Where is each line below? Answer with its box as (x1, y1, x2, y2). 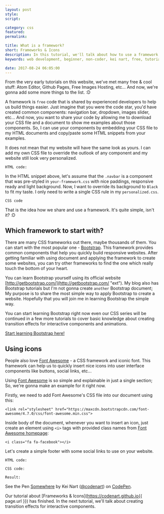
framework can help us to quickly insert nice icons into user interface (5, 363, 144, 368)
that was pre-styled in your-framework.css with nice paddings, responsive (5, 178, 154, 184)
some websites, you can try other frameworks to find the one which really (5, 260, 154, 266)
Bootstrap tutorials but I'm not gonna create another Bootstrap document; (5, 285, 153, 292)
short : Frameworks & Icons (5, 48, 60, 52)
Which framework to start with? (5, 226, 104, 235)
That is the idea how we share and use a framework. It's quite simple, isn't (5, 207, 155, 213)
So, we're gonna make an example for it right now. (5, 383, 106, 389)
